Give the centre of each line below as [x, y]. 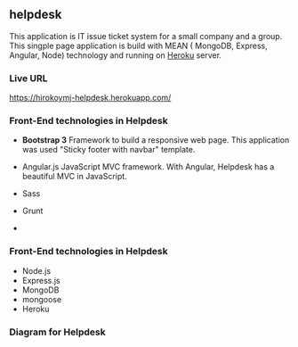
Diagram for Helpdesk [57, 332]
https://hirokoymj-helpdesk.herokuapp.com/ [90, 98]
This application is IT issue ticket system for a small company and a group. [146, 36]
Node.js [36, 270]
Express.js [41, 280]
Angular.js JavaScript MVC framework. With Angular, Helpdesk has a [148, 167]
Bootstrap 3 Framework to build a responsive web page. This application [156, 140]
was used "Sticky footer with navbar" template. [109, 150]
